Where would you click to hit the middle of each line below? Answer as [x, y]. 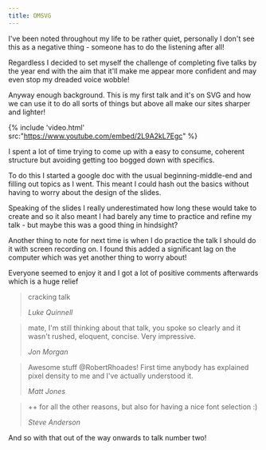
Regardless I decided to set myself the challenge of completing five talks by [133, 62]
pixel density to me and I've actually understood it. [110, 376]
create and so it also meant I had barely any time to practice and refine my [130, 216]
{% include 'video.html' [47, 127]
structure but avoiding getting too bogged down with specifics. [111, 160]
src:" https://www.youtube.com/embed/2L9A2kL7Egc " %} [103, 136]
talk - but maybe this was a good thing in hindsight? [93, 225]
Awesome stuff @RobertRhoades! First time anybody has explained [138, 367]
